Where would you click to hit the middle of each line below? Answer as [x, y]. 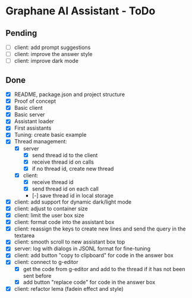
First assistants [33, 128]
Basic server [29, 115]
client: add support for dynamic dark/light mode [73, 202]
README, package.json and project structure [70, 94]
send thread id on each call [65, 189]
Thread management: [41, 142]
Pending [21, 33]
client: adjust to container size [51, 208]
